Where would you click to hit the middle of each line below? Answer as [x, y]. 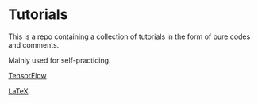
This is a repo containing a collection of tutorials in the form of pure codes [129, 36]
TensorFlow [27, 75]
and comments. [34, 44]
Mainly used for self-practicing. [60, 60]
